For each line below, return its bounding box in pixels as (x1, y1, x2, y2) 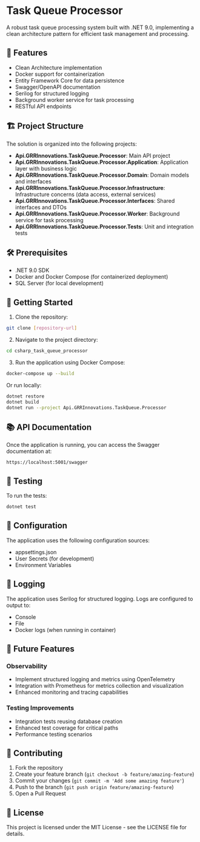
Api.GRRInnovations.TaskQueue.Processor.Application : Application (15, 158, 189, 166)
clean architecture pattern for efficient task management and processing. (6, 30, 190, 37)
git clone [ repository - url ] (6, 325, 78, 331)
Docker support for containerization (15, 70, 105, 78)
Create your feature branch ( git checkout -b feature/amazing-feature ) (15, 770, 195, 778)
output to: (6, 602, 31, 609)
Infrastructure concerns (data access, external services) (15, 191, 156, 198)
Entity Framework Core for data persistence (15, 76, 125, 84)
